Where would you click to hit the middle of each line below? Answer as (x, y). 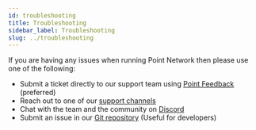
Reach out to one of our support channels (88, 101)
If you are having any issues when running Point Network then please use (128, 60)
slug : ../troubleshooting (51, 38)
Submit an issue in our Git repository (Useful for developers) (118, 118)
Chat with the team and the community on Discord (102, 109)
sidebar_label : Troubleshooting (61, 30)
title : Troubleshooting (48, 23)
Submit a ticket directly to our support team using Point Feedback (127, 84)
